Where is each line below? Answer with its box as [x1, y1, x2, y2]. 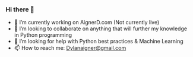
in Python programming [14, 31, 72, 39]
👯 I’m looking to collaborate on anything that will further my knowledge [14, 25, 188, 32]
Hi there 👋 [5, 5, 35, 14]
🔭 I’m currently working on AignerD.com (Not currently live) [14, 19, 160, 26]
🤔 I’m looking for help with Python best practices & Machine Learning [14, 38, 183, 45]
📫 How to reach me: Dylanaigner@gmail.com [14, 45, 126, 52]
